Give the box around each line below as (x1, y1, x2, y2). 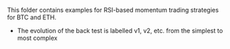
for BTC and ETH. (7, 13, 57, 21)
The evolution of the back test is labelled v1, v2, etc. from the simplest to (17, 27, 223, 35)
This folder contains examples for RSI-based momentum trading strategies (7, 6, 219, 14)
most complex (17, 34, 58, 42)
